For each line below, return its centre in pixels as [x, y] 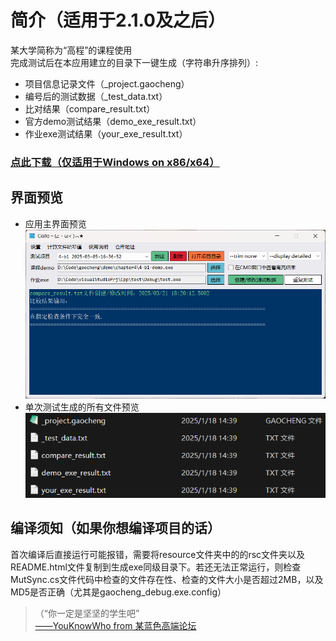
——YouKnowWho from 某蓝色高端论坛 [115, 625]
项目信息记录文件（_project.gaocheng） [107, 83]
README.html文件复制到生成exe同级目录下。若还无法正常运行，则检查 [156, 567]
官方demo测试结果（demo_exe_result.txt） [113, 121]
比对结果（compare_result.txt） [90, 108]
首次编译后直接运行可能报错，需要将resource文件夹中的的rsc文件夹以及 [158, 554]
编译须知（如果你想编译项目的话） [115, 528]
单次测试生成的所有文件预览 [82, 407]
